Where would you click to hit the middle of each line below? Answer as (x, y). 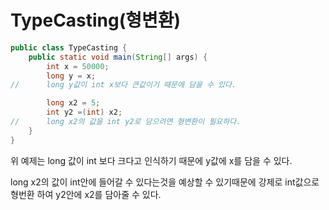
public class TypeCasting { (69, 47)
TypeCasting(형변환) (96, 20)
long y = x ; (71, 76)
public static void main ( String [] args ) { (118, 57)
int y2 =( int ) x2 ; (84, 112)
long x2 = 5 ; (73, 103)
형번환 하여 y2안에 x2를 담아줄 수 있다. (86, 194)
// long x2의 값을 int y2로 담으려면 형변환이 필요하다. (126, 122)
